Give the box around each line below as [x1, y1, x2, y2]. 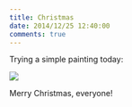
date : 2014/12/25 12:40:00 [9, 21, 110, 30]
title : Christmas [9, 12, 75, 22]
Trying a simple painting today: [9, 54, 124, 65]
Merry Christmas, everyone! [9, 88, 113, 99]
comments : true [9, 29, 66, 38]
